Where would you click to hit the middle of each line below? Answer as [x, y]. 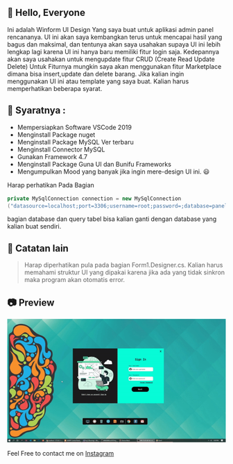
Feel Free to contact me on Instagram [61, 453]
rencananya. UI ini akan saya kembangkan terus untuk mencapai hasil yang [115, 37]
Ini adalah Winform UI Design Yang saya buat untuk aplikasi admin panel [110, 29]
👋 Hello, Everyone [46, 13]
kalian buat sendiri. [34, 226]
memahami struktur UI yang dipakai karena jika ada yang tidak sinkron [124, 272]
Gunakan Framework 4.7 [52, 156]
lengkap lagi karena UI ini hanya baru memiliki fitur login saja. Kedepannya [113, 51]
